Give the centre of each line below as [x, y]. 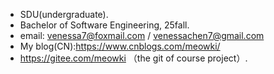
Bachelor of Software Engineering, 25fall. [104, 25]
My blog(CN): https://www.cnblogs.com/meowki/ [120, 46]
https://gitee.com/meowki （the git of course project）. [133, 58]
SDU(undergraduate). [64, 14]
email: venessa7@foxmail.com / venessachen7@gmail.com [142, 35]
